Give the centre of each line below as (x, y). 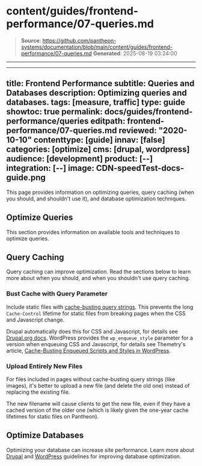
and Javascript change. (35, 320)
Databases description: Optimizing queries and (97, 93)
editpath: (108, 121)
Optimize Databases (45, 436)
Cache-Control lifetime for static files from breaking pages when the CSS (96, 313)
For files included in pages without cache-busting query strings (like (91, 379)
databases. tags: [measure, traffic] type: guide (96, 103)
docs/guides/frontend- (148, 112)
